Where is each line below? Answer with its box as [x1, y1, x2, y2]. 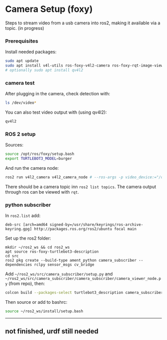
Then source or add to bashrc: [5, 299, 68, 305]
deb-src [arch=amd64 [5, 222, 48, 227]
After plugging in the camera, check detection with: [5, 91, 110, 97]
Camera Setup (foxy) [5, 3, 93, 15]
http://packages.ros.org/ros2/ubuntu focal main [34, 227, 137, 232]
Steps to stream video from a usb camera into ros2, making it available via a [5, 20, 161, 26]
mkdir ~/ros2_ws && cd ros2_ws [5, 245, 70, 250]
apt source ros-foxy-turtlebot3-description [5, 249, 99, 254]
